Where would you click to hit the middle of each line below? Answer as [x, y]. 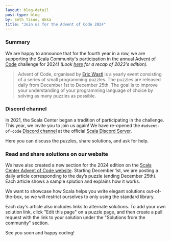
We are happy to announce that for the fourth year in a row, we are [75, 53]
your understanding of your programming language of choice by [85, 90]
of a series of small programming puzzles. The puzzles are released [89, 79]
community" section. [27, 223]
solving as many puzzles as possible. [57, 95]
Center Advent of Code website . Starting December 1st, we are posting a [82, 171]
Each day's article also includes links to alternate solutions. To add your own [86, 207]
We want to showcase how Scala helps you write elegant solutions [75, 191]
